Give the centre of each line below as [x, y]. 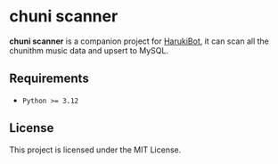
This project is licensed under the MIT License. [95, 150]
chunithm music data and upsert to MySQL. [89, 50]
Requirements [49, 79]
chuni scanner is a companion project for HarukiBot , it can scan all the [139, 41]
